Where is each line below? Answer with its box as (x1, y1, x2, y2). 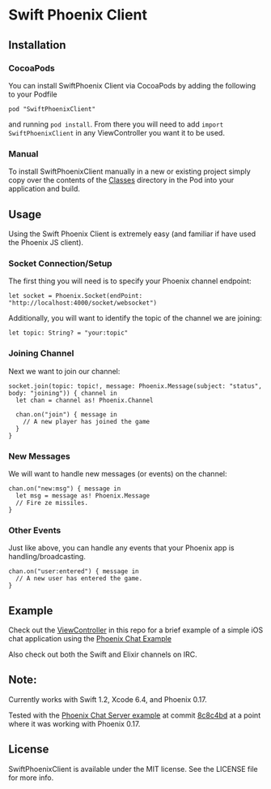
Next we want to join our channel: (8, 366, 121, 376)
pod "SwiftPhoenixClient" (8, 105, 95, 113)
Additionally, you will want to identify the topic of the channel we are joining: (8, 313, 263, 323)
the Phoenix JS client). (8, 237, 83, 247)
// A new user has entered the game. (15, 575, 143, 583)
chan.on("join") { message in (15, 410, 117, 419)
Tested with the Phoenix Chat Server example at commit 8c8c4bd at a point (8, 710, 261, 720)
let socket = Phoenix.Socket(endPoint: (8, 292, 143, 300)
